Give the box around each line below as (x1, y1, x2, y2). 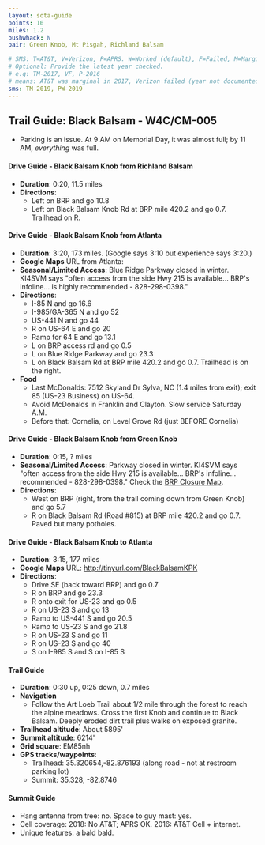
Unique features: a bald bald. (19, 828, 114, 837)
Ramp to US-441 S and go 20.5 (31, 613, 132, 623)
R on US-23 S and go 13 (31, 605, 110, 615)
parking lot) (31, 767, 69, 776)
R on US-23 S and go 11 (31, 630, 108, 640)
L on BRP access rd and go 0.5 (31, 341, 132, 350)
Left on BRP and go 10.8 (31, 195, 110, 206)
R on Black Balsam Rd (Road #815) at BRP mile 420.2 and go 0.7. (31, 511, 241, 520)
